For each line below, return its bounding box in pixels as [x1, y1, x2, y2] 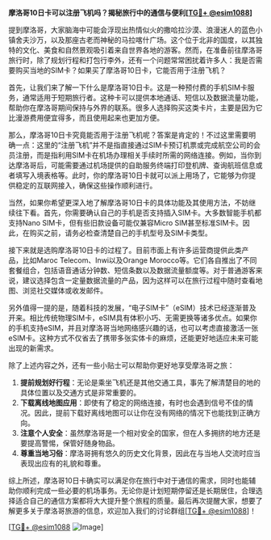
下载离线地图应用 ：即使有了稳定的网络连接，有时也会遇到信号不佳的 [19, 398, 247, 407]
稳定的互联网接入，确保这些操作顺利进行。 [15, 181, 157, 190]
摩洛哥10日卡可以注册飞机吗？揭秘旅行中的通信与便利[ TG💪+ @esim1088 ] [8, 8, 252, 17]
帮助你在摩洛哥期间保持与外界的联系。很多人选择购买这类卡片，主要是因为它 [8, 103, 263, 112]
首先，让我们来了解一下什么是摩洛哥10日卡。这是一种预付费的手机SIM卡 [8, 82, 248, 92]
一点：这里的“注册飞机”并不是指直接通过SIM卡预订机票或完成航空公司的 [15, 141, 254, 150]
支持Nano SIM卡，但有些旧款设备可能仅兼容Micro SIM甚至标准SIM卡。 [8, 218, 244, 227]
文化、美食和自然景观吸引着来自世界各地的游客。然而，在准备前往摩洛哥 [22, 45, 263, 55]
